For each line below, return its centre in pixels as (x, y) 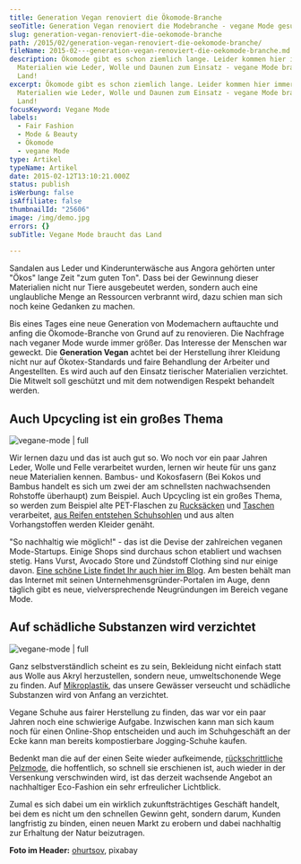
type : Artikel (36, 159)
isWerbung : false (42, 193)
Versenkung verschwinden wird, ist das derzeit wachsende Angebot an (141, 777)
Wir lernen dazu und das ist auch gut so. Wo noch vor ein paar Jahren (138, 458)
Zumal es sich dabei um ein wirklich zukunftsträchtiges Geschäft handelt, (145, 804)
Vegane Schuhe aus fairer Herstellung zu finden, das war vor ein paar (138, 712)
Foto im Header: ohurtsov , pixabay (74, 850)
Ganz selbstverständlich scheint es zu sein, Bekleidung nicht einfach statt (146, 666)
